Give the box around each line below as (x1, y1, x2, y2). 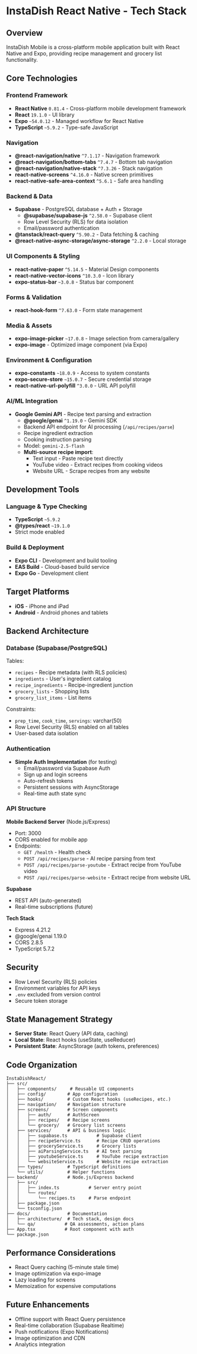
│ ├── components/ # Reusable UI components (6, 1086, 134, 1092)
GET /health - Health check (23, 848, 91, 855)
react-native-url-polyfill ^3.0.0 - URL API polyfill (14, 382, 136, 389)
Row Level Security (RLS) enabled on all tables (14, 723, 129, 730)
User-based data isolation (14, 730, 78, 737)
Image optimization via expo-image (14, 1270, 101, 1277)
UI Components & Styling (6, 252, 80, 260)
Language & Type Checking (6, 502, 87, 511)
